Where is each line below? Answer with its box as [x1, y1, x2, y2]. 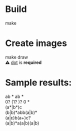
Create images [5, 37, 67, 49]
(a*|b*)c [5, 104, 22, 110]
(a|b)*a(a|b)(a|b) [5, 120, 39, 126]
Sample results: [5, 77, 72, 88]
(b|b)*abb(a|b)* [5, 109, 37, 115]
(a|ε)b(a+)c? [5, 114, 31, 120]
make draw [5, 54, 28, 60]
